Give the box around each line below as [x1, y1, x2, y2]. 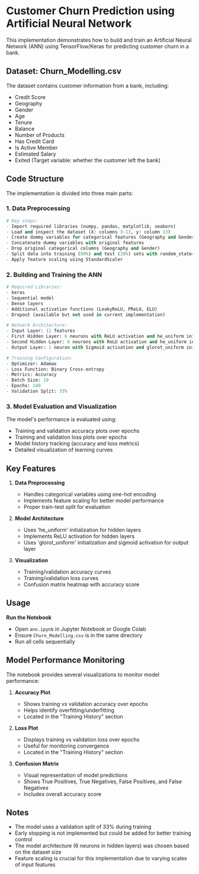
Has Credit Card [14, 138, 54, 145]
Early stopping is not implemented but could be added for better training [14, 829, 191, 837]
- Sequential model [6, 295, 54, 301]
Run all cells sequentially [14, 638, 75, 645]
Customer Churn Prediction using [6, 4, 175, 18]
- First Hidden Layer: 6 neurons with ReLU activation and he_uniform [6, 334, 184, 340]
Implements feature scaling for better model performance [23, 497, 164, 504]
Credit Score [14, 93, 46, 100]
